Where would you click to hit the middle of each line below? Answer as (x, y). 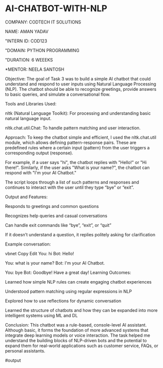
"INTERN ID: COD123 (26, 41)
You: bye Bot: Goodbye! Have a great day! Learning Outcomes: (68, 272)
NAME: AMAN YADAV (27, 31)
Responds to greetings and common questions (52, 206)
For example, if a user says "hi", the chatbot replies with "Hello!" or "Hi (76, 162)
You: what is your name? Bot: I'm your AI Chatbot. (55, 263)
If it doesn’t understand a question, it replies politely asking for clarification (80, 234)
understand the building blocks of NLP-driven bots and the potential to (76, 340)
